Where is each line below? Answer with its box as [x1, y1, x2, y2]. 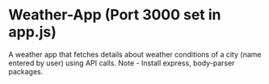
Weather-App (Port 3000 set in [8, 6, 221, 24]
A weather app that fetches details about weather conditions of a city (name [8, 49, 262, 59]
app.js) [8, 23, 57, 41]
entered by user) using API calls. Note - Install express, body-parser [8, 58, 235, 68]
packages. [8, 66, 44, 76]
